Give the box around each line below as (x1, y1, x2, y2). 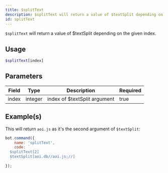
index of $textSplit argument (47, 95, 115, 102)
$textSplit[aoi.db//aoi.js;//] (10, 154, 75, 159)
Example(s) (5, 112, 42, 121)
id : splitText (5, 17, 35, 22)
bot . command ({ (5, 135, 35, 140)
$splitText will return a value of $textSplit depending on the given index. (5, 31, 156, 37)
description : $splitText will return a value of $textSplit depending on (5, 12, 163, 17)
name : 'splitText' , (14, 140, 55, 145)
